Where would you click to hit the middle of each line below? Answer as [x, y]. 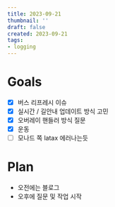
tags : [15, 40]
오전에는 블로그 [38, 188]
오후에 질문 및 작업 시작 [50, 196]
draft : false [26, 27]
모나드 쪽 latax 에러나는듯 [53, 138]
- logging [22, 47]
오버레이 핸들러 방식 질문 [52, 121]
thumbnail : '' [28, 21]
